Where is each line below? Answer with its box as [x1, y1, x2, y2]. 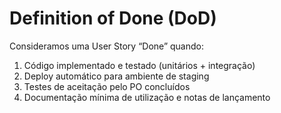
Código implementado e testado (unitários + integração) [23, 59, 256, 71]
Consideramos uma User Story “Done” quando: [9, 40, 205, 52]
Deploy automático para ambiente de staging [23, 70, 210, 82]
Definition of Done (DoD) [9, 7, 217, 30]
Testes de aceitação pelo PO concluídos [23, 80, 191, 92]
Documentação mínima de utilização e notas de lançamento [23, 91, 271, 103]
